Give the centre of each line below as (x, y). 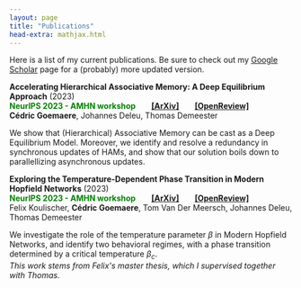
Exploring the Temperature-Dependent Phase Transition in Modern (137, 179)
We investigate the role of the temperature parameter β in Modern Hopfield (148, 235)
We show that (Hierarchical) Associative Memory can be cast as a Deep (142, 133)
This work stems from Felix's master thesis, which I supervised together (142, 265)
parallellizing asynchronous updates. (77, 162)
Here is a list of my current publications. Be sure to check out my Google (144, 60)
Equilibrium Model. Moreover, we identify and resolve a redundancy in (139, 143)
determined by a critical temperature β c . (84, 255)
